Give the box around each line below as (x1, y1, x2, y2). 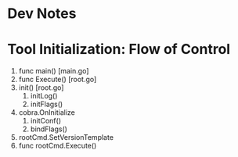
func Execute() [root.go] (18, 75, 97, 84)
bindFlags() (30, 124, 68, 134)
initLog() (30, 91, 58, 101)
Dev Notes (7, 5, 77, 23)
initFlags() (30, 99, 63, 109)
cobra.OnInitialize (18, 108, 76, 117)
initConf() (30, 116, 62, 126)
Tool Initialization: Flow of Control (7, 41, 231, 59)
